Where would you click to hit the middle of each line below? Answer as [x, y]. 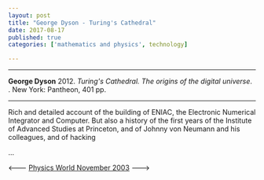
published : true [35, 37]
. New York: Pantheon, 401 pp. [57, 90]
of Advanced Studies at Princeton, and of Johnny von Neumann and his [124, 129]
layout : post [29, 15]
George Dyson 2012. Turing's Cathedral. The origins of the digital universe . [130, 81]
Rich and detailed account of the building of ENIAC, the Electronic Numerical [132, 112]
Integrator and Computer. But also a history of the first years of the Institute [130, 121]
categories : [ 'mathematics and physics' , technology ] [98, 45]
